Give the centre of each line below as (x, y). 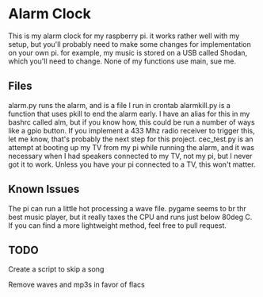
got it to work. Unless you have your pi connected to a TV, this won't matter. (132, 164)
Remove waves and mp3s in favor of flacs (76, 285)
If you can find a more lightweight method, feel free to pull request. (118, 225)
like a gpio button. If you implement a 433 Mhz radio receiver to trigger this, (131, 130)
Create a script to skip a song (56, 269)
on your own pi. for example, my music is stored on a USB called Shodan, (128, 52)
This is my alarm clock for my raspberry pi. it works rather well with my (124, 36)
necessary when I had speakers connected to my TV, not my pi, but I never (130, 156)
